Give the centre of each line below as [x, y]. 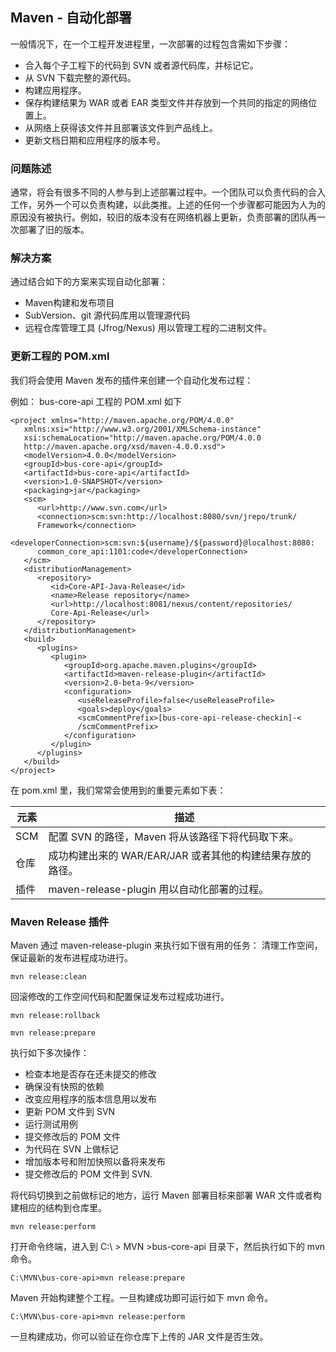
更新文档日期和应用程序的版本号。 [95, 140]
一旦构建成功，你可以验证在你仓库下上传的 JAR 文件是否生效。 [139, 1336]
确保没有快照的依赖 [64, 1086]
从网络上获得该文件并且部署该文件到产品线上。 [121, 127]
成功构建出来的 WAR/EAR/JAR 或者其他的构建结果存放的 [180, 855]
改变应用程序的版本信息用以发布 [90, 1099]
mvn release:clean [48, 977]
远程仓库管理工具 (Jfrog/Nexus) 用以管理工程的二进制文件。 [148, 328]
